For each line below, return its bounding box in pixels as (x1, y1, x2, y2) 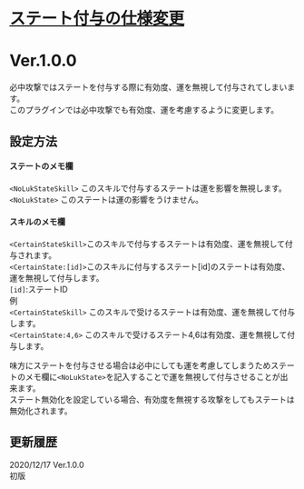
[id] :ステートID (9, 284, 68, 294)
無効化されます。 (9, 405, 73, 416)
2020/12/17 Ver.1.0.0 (9, 459, 84, 470)
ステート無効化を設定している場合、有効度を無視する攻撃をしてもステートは (9, 394, 295, 404)
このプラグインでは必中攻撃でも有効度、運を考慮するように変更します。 (9, 105, 279, 115)
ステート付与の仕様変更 (9, 8, 185, 29)
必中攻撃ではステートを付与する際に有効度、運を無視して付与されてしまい (9, 82, 288, 93)
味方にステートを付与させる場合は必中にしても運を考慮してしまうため (9, 360, 271, 371)
